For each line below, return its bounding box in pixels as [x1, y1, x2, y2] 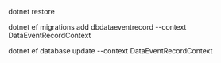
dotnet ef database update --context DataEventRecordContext [8, 46, 213, 55]
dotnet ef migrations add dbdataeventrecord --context [8, 22, 187, 31]
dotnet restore [8, 7, 56, 16]
